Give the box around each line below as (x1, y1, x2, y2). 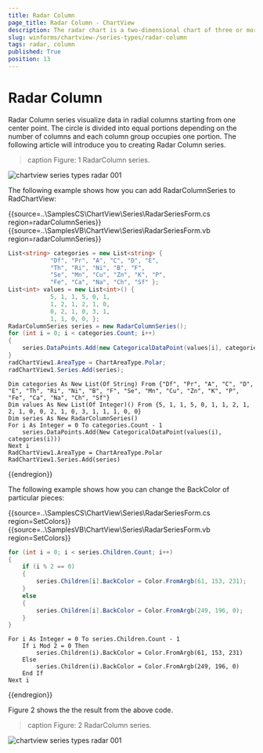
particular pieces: (8, 493, 65, 502)
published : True (8, 48, 61, 56)
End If (22, 670, 44, 678)
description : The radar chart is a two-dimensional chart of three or (8, 26, 243, 34)
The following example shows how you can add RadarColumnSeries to (8, 185, 236, 195)
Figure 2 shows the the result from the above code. (8, 705, 174, 715)
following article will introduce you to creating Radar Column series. (8, 140, 226, 149)
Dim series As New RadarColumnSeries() (8, 414, 139, 422)
